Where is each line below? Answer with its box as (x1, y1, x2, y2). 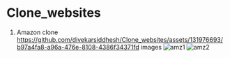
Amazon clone (16, 28, 59, 36)
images (141, 43, 162, 51)
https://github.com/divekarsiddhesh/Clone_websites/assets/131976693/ (16, 35, 224, 43)
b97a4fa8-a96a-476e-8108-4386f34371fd (16, 43, 140, 51)
